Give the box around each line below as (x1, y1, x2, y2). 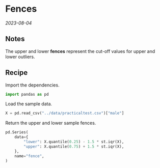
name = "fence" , (14, 153, 44, 158)
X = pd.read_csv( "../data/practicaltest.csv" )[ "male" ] (5, 110, 124, 116)
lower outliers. (5, 53, 35, 60)
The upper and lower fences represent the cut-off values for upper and (5, 48, 155, 54)
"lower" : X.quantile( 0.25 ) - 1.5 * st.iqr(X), (23, 139, 124, 145)
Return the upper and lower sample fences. (5, 120, 96, 126)
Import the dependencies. (5, 82, 60, 88)
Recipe (5, 68, 28, 77)
